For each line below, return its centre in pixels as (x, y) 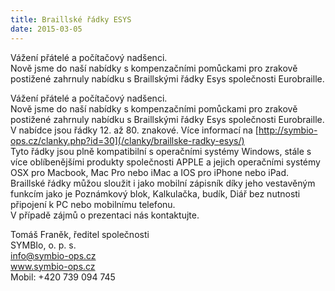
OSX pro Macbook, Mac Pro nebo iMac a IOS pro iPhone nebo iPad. (150, 172)
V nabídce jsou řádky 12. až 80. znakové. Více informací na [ (134, 130)
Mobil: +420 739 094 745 (63, 277)
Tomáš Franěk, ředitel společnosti (80, 234)
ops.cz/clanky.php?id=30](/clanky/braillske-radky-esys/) (127, 140)
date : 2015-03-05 (46, 29)
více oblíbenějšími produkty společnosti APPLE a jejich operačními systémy (165, 162)
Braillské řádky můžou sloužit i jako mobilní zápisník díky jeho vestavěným (163, 183)
